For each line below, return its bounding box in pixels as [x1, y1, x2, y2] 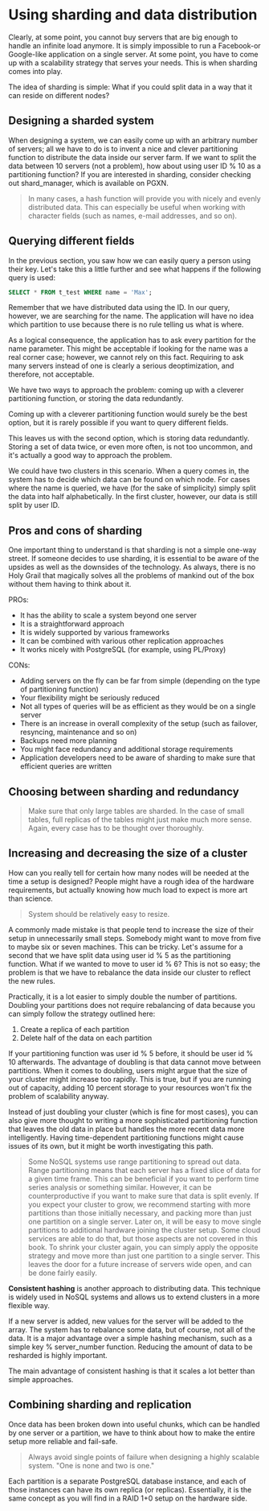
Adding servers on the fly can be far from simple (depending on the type [19, 676, 261, 686]
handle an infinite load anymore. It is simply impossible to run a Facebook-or [8, 40, 261, 50]
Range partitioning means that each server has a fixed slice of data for [27, 1165, 261, 1175]
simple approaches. [8, 1374, 74, 1384]
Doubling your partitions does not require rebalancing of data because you [8, 1000, 255, 1009]
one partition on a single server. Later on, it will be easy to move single [27, 1216, 262, 1226]
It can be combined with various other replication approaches [19, 636, 224, 646]
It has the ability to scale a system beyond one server [19, 610, 197, 621]
